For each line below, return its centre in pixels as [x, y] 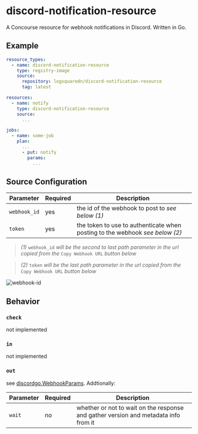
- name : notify [30, 103]
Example [22, 46]
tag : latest [36, 87]
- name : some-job [33, 136]
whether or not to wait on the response [130, 407]
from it [85, 422]
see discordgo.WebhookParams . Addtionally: [61, 383]
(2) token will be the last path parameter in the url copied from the [101, 265]
